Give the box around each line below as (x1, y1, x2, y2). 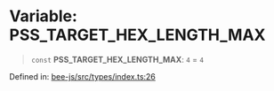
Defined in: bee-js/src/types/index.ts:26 (9, 71, 156, 81)
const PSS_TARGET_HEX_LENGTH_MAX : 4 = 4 (30, 54, 205, 64)
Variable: (9, 6, 78, 27)
